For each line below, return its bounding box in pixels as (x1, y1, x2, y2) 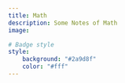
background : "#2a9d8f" (22, 55, 97, 63)
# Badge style (8, 40, 55, 48)
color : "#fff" (22, 62, 68, 71)
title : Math (8, 11, 47, 20)
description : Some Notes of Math (8, 19, 118, 27)
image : (8, 26, 30, 34)
